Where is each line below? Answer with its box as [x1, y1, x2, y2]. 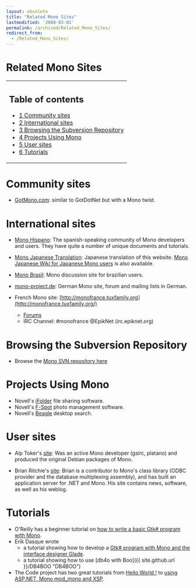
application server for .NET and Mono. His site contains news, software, [14, 480, 188, 487]
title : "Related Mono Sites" [6, 14, 77, 20]
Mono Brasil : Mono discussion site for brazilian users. [14, 271, 143, 278]
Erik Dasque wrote [14, 538, 60, 545]
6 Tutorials [19, 148, 48, 156]
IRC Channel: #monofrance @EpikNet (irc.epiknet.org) [23, 318, 154, 325]
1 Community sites [19, 112, 71, 120]
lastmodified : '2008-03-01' [6, 19, 75, 25]
